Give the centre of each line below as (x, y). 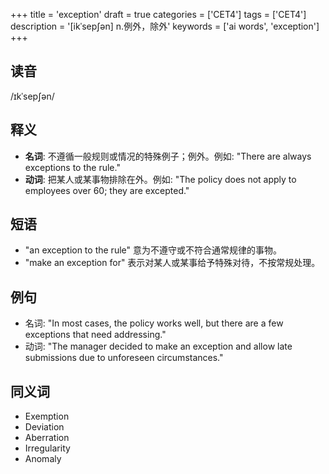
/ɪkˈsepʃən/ (32, 96)
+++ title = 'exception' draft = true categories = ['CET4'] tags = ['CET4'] (158, 14)
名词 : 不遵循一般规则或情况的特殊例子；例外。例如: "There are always (168, 156)
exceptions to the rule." (72, 167)
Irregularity (47, 448)
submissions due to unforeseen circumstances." (124, 358)
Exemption (47, 416)
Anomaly (43, 459)
